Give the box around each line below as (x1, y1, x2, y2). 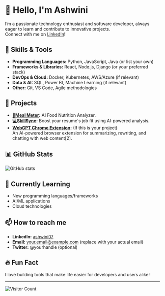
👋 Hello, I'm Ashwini (5, 4, 88, 16)
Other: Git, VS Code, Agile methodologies (12, 85, 97, 91)
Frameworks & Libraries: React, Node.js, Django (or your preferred (12, 64, 148, 69)
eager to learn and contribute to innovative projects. (5, 26, 110, 32)
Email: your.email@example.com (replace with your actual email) (12, 239, 144, 245)
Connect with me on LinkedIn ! (5, 31, 66, 37)
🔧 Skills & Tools (5, 45, 53, 54)
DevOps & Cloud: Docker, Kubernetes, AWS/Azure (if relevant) (12, 74, 139, 80)
